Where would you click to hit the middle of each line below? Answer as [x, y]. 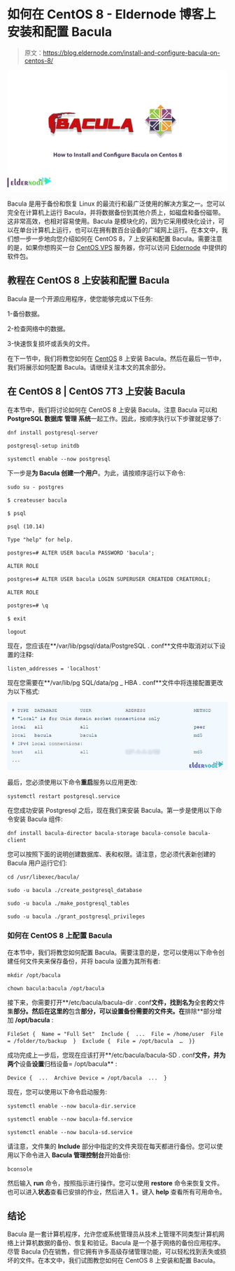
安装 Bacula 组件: [38, 819]
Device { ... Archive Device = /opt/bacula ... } [87, 1078]
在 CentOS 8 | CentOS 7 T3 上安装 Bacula [96, 391]
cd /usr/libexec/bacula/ [43, 877]
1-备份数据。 [26, 314]
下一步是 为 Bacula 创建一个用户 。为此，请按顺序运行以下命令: [96, 473]
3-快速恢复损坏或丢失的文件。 [51, 343]
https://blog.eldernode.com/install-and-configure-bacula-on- [131, 53]
